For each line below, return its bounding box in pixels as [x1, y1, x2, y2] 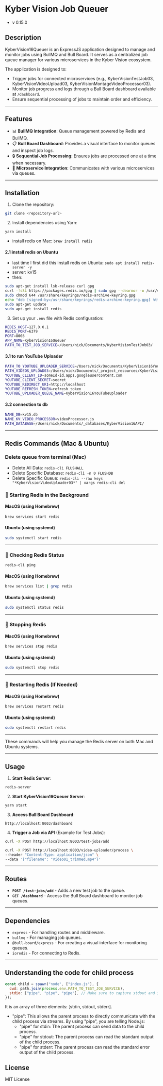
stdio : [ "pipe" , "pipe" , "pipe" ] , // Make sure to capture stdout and [9, 990, 155, 996]
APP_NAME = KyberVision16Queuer [5, 338, 66, 343]
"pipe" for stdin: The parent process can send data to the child [19, 1023, 145, 1030]
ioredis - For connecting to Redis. [12, 950, 81, 956]
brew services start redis [5, 514, 60, 519]
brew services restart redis [5, 704, 64, 709]
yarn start [5, 803, 27, 808]
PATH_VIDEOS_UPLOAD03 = [5, 368, 51, 373]
